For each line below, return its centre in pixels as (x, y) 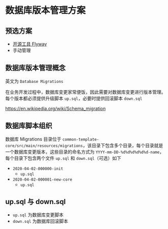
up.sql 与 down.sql (36, 202)
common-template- (81, 139)
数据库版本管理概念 (35, 68)
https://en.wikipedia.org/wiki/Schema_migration (55, 108)
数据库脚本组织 (29, 126)
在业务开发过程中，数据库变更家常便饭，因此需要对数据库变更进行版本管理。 (86, 92)
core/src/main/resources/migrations (44, 146)
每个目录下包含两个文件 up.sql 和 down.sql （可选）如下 (63, 158)
